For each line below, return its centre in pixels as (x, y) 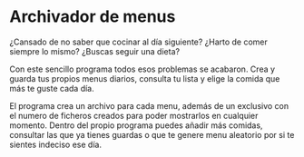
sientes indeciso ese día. (56, 144)
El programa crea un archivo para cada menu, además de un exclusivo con (149, 105)
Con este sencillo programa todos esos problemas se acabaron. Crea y (142, 69)
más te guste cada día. (52, 88)
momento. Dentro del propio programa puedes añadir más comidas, (136, 125)
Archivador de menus (93, 17)
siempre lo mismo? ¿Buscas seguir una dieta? (94, 51)
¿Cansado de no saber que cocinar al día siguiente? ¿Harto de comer (138, 42)
